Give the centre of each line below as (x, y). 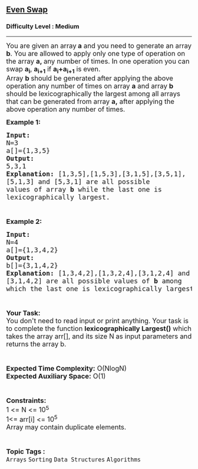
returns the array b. (36, 344)
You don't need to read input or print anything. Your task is (98, 321)
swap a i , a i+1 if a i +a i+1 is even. (53, 70)
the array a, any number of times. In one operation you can (98, 61)
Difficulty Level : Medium (43, 27)
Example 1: (24, 122)
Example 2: (24, 222)
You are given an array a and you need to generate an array (99, 45)
